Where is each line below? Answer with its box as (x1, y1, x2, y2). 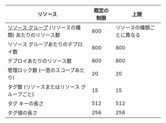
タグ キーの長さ (7, 100, 44, 107)
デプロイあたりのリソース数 (7, 58, 72, 64)
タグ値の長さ (7, 110, 38, 116)
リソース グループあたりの (7, 41, 68, 47)
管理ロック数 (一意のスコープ (7, 67, 75, 74)
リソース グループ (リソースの (7, 24, 76, 31)
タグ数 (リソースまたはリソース (7, 83, 80, 90)
